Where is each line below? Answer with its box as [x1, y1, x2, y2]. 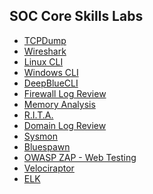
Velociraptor [23, 162, 75, 174]
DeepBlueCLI [23, 77, 79, 89]
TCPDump [23, 34, 67, 46]
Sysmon [23, 130, 58, 142]
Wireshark [23, 45, 67, 57]
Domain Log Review [23, 119, 107, 131]
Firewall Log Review [23, 87, 107, 99]
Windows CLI [23, 66, 79, 78]
